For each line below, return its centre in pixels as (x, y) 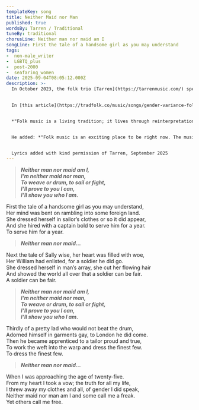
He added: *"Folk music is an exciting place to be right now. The (97, 137)
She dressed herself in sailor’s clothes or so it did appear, (76, 219)
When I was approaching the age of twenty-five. (65, 377)
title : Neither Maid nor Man (42, 17)
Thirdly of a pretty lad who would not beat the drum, (70, 329)
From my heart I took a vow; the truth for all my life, (68, 383)
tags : (13, 51)
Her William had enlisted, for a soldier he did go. (65, 261)
